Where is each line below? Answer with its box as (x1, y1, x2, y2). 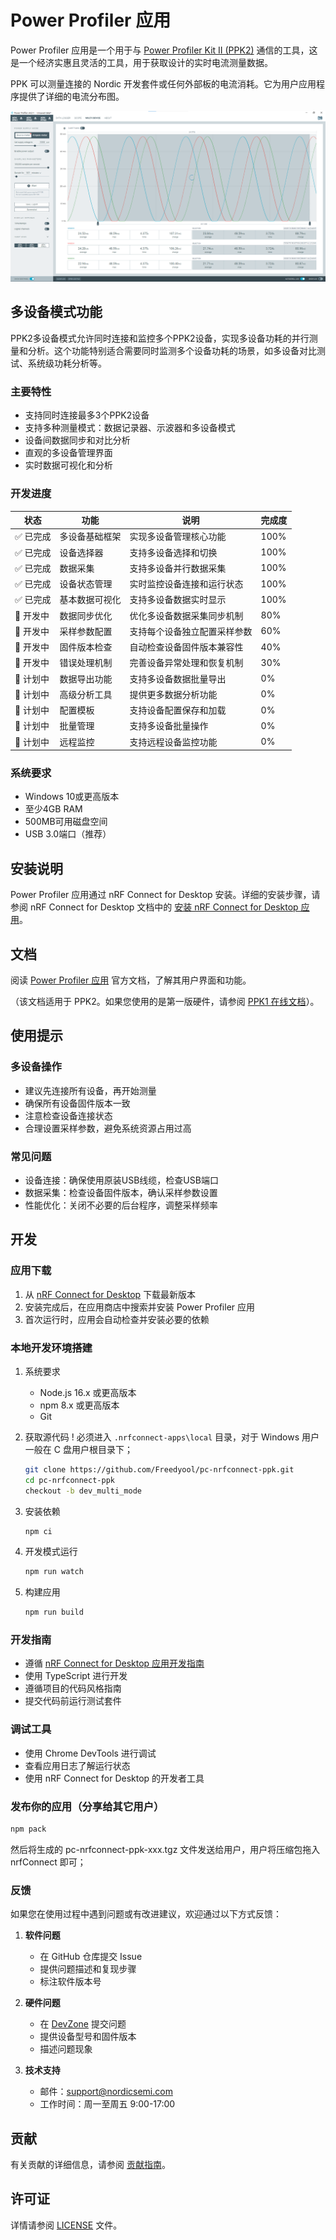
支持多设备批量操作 (129, 720, 209, 732)
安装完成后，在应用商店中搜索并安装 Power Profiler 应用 (24, 1301, 256, 1313)
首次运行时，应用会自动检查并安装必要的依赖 (24, 1313, 210, 1325)
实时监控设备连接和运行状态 (129, 578, 244, 590)
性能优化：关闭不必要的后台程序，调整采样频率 (24, 1199, 218, 1211)
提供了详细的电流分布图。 (18, 90, 125, 102)
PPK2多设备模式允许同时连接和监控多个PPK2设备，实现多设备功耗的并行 (10, 332, 310, 344)
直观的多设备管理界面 (24, 447, 113, 459)
